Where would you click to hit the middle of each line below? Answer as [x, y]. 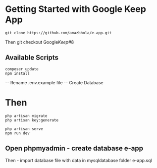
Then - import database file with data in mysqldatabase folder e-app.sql [78, 160]
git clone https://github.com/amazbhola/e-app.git [58, 33]
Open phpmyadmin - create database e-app [74, 148]
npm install [17, 73]
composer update [22, 69]
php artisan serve [24, 129]
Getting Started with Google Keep [76, 9]
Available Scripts [32, 58]
